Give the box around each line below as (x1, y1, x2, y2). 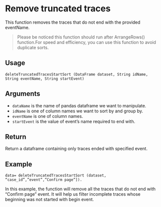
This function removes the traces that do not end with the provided (5, 19, 141, 25)
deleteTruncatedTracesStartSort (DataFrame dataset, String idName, (5, 72, 148, 77)
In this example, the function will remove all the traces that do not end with (5, 186, 156, 192)
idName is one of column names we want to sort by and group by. (12, 108, 143, 114)
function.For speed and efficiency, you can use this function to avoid (17, 39, 156, 45)
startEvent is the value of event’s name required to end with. (12, 118, 135, 124)
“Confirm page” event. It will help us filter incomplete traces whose (5, 191, 141, 197)
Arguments (5, 90, 41, 98)
